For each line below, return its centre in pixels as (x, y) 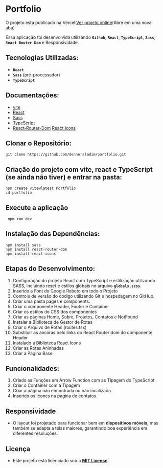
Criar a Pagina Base (33, 353)
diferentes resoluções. (35, 433)
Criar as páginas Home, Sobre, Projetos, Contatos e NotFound (75, 317)
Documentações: (32, 96)
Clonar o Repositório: (38, 143)
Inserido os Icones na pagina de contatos (54, 396)
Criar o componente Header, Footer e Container (61, 306)
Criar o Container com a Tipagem (46, 385)
